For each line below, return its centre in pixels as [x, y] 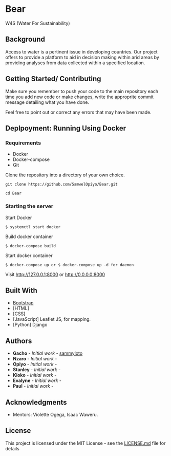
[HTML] [21, 308]
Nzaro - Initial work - [35, 359]
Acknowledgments [36, 402]
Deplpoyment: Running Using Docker [66, 128]
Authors [19, 341]
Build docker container [29, 236]
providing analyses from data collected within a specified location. [75, 63]
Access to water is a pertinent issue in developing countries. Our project [81, 51]
